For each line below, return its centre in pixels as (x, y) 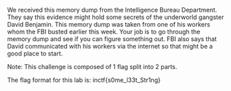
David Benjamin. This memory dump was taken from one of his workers (109, 24)
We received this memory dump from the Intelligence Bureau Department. (112, 10)
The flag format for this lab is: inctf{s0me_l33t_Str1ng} (84, 80)
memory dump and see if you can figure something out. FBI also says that (112, 39)
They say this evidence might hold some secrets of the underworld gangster (115, 17)
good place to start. (35, 53)
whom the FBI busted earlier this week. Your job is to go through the (104, 31)
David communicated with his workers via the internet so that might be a (110, 46)
